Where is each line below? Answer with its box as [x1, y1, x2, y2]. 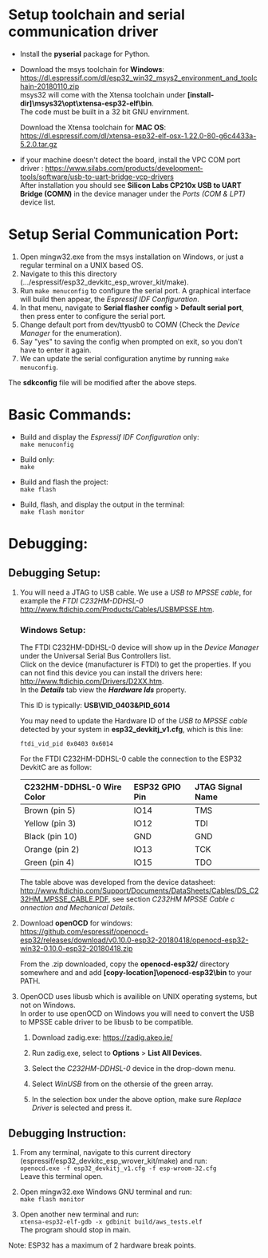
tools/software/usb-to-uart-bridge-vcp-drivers [19, 172, 174, 181]
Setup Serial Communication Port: [8, 225, 239, 244]
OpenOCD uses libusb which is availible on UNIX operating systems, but [19, 992, 258, 1001]
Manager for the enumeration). [19, 328, 122, 337]
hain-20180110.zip [19, 82, 80, 91]
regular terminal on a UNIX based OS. [19, 260, 144, 269]
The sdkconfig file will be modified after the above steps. [8, 377, 197, 387]
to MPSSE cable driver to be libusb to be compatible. [19, 1017, 194, 1027]
